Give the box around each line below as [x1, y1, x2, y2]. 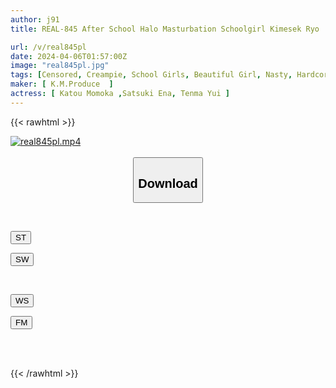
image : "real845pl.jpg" [10, 61, 110, 71]
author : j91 [10, 14, 60, 25]
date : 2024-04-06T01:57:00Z [10, 51, 128, 61]
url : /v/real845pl [10, 42, 87, 52]
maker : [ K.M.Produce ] [10, 79, 114, 90]
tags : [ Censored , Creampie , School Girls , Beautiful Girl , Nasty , [10, 70, 293, 80]
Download [138, 176, 198, 191]
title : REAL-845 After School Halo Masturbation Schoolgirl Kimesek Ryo [10, 24, 320, 34]
